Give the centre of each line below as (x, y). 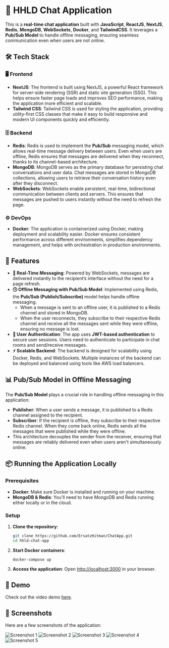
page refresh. (27, 284)
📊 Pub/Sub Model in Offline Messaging (68, 380)
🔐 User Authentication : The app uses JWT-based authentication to (84, 334)
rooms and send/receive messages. (50, 345)
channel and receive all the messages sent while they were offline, (89, 323)
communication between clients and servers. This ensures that (78, 194)
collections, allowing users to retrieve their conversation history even (84, 178)
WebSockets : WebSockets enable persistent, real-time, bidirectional (84, 189)
